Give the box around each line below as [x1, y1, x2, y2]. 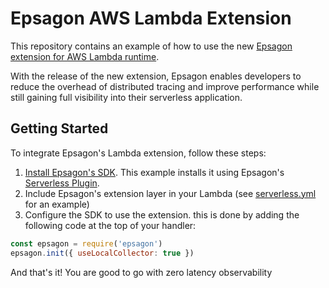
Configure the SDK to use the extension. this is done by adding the [24, 208, 300, 221]
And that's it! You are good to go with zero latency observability [10, 266, 273, 278]
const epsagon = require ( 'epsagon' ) [10, 238, 163, 249]
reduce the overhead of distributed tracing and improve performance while [10, 80, 320, 92]
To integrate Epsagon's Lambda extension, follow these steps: [10, 147, 267, 159]
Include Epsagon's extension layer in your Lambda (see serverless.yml [24, 187, 317, 199]
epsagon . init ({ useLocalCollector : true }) [10, 248, 195, 258]
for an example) [24, 198, 90, 210]
